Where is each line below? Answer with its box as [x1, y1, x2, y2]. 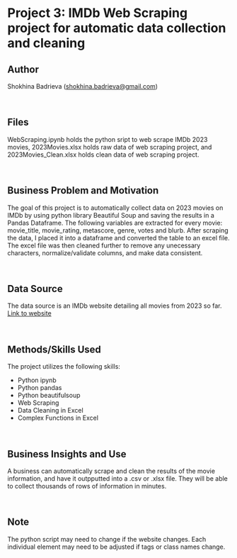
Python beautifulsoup [17, 391, 81, 400]
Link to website [7, 309, 52, 318]
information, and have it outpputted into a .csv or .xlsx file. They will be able [7, 474, 229, 483]
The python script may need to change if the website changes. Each [7, 535, 207, 543]
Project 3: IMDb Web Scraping [7, 5, 188, 21]
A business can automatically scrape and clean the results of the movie [7, 467, 216, 476]
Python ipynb [17, 376, 57, 384]
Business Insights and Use [7, 448, 127, 460]
